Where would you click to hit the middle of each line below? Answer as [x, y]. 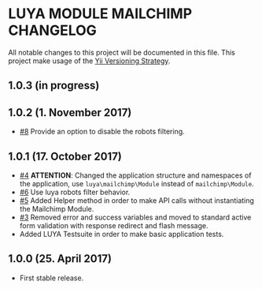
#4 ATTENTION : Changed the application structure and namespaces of [135, 175]
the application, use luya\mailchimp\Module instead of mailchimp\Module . [137, 183]
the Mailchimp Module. [57, 208]
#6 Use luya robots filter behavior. [75, 192]
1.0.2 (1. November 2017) [70, 113]
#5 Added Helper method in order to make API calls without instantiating [137, 200]
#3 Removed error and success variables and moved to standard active [135, 217]
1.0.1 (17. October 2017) [65, 156]
